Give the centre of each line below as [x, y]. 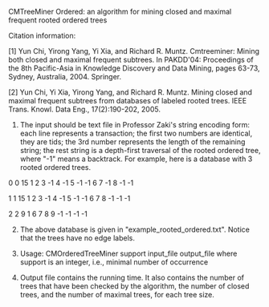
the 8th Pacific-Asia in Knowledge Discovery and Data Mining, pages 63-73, [134, 68]
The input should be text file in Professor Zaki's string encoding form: [135, 125]
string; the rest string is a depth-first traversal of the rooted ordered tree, [140, 150]
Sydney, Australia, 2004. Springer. [65, 77]
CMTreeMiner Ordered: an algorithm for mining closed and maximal [120, 12]
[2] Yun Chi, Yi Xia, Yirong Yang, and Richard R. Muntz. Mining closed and [130, 92]
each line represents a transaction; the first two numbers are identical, [136, 133]
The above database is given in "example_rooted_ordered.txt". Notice [135, 229]
